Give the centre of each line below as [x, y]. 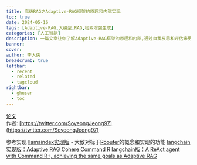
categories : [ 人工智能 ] [33, 33]
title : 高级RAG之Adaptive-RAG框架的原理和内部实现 [64, 11]
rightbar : [18, 88]
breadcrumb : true [27, 60]
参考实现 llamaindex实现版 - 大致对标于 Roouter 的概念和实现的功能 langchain [98, 142]
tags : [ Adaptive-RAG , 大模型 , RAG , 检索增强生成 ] [60, 28]
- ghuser [22, 93]
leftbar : [17, 66]
